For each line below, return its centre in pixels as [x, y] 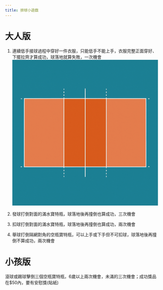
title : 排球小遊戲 [22, 10]
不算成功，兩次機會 [35, 240]
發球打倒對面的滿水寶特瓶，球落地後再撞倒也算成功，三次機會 [74, 214]
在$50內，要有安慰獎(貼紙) [32, 282]
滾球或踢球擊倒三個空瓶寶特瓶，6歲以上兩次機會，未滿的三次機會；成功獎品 [81, 276]
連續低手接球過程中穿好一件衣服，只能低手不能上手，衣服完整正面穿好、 [84, 51]
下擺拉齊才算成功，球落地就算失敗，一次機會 [57, 57]
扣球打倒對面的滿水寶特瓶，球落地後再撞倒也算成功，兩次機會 [74, 224]
